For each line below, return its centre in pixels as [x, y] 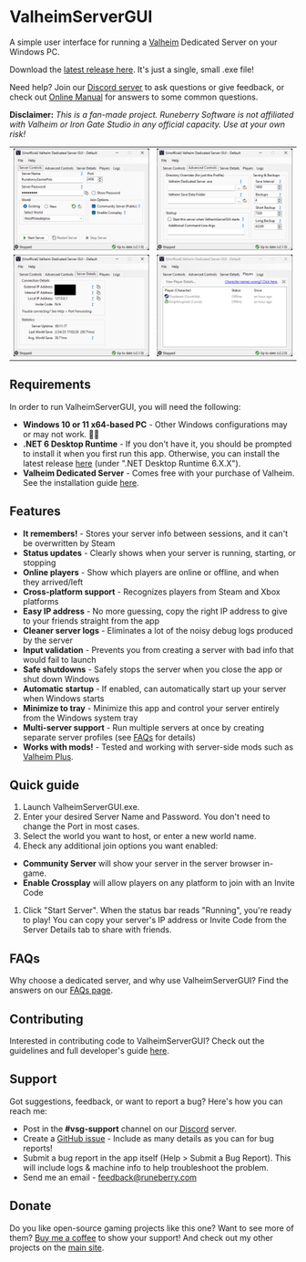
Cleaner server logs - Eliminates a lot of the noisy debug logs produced [158, 630]
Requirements [50, 385]
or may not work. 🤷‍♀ [61, 434]
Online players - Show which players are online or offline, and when [151, 572]
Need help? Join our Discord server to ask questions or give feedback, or [147, 87]
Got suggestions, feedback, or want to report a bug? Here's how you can [146, 1101]
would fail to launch [59, 659]
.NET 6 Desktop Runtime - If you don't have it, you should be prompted [157, 444]
